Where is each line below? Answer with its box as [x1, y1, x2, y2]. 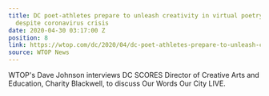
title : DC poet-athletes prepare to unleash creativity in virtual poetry [8, 11, 263, 20]
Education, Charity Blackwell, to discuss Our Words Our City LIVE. [8, 79, 226, 88]
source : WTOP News [8, 48, 70, 56]
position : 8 [8, 33, 48, 42]
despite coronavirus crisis [15, 19, 110, 27]
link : [8, 41, 26, 49]
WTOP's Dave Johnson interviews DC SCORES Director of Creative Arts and [8, 71, 260, 79]
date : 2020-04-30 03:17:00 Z [8, 26, 106, 34]
